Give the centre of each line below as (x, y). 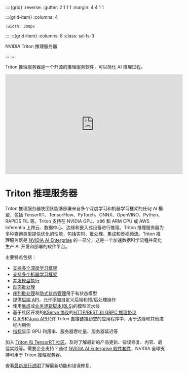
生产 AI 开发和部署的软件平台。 (37, 246)
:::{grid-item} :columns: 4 (32, 17)
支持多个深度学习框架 (35, 268)
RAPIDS (13, 221)
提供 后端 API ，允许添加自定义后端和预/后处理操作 (64, 300)
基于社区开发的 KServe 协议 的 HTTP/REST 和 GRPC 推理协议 (74, 312)
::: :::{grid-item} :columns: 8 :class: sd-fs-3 (50, 36)
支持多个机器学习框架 (35, 274)
